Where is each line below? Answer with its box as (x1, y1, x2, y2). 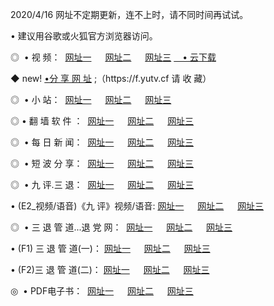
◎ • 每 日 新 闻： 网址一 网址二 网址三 (10, 136, 195, 148)
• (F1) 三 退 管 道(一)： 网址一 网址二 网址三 (10, 243, 211, 254)
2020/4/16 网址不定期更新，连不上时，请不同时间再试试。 (10, 9, 249, 20)
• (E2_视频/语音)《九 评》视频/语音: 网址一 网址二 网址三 (10, 200, 265, 212)
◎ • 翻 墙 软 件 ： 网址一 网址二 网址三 (10, 115, 195, 127)
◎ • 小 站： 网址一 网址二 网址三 (10, 94, 172, 105)
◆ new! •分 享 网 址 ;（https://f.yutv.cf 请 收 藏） (10, 73, 212, 84)
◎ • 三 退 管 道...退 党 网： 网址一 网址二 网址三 (10, 221, 233, 233)
